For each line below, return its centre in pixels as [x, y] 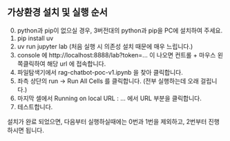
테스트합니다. [35, 106]
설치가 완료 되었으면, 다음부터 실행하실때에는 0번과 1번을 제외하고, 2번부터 [107, 121]
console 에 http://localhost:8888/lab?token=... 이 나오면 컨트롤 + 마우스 [116, 55]
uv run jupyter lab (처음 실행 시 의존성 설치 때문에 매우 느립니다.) [105, 46]
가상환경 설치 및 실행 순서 [58, 12]
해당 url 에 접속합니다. [77, 64]
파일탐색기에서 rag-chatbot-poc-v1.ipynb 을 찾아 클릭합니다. [100, 72]
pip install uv [35, 38]
